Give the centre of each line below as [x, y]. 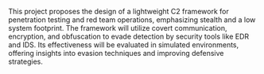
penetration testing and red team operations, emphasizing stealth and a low [132, 20]
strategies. [26, 61]
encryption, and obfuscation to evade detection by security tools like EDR [129, 36]
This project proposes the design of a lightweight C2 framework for [118, 11]
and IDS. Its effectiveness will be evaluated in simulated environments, [124, 45]
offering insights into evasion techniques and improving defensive [116, 53]
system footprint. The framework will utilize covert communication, [118, 28]
